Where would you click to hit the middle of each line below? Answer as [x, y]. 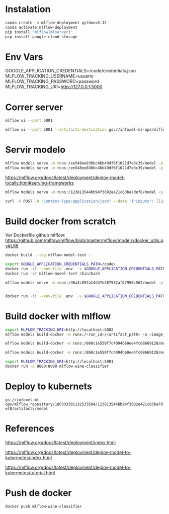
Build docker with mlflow [58, 316]
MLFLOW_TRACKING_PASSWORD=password [52, 81]
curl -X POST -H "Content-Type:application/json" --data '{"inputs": [80, 201]
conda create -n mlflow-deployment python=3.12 [56, 23]
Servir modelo [35, 150]
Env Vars [24, 57]
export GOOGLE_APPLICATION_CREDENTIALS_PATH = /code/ [60, 264]
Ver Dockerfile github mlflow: [35, 235]
